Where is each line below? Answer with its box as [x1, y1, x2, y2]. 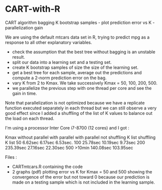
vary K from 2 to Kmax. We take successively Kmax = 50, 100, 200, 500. [12, 80, 158, 86]
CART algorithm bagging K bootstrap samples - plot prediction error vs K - [5, 20, 155, 25]
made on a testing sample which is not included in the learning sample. [12, 179, 155, 185]
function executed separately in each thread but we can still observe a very [5, 105, 157, 111]
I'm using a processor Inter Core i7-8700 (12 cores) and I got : [5, 125, 129, 130]
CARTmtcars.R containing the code [12, 164, 83, 169]
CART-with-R [5, 3, 61, 15]
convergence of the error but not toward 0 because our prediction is [12, 174, 150, 180]
